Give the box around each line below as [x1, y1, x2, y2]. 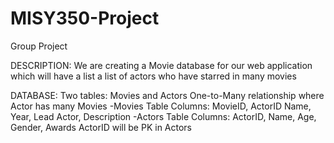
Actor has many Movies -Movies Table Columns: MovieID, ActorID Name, [10, 100, 312, 112]
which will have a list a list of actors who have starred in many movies [10, 70, 297, 82]
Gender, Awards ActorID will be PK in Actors [10, 121, 193, 133]
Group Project [10, 40, 68, 52]
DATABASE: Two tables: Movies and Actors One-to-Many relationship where [10, 89, 325, 101]
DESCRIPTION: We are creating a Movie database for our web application [10, 59, 313, 71]
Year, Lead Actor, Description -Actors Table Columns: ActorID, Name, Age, [10, 110, 317, 122]
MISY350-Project [10, 7, 160, 30]
